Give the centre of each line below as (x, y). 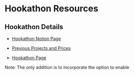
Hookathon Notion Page (36, 38)
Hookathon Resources (52, 9)
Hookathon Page (29, 58)
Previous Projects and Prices (41, 48)
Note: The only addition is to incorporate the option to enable (67, 67)
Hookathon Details (34, 27)
